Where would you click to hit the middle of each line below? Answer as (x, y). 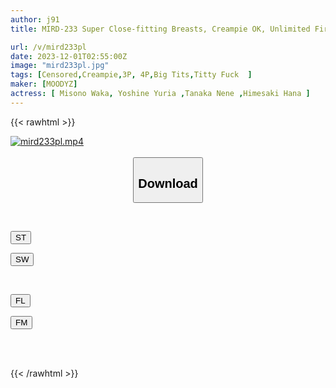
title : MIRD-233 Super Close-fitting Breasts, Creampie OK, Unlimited (160, 29)
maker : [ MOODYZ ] (44, 84)
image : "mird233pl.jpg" (60, 66)
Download (168, 183)
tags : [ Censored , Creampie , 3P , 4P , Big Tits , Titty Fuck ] (131, 75)
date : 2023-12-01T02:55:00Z (69, 56)
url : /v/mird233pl (48, 47)
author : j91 (35, 19)
